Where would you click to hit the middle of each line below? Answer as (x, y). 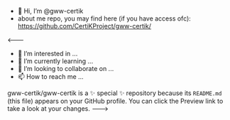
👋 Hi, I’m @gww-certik (50, 11)
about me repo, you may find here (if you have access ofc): (104, 18)
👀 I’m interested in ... (48, 54)
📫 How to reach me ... (50, 77)
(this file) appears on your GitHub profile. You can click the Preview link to (115, 101)
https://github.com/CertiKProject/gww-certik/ (84, 26)
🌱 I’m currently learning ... (55, 61)
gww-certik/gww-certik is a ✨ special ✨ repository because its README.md (115, 93)
